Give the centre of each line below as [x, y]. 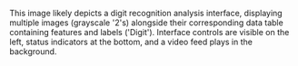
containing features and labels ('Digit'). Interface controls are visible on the [149, 32]
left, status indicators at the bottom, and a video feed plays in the [131, 42]
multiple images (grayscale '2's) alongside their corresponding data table [146, 23]
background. [33, 52]
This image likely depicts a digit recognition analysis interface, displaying [146, 13]
